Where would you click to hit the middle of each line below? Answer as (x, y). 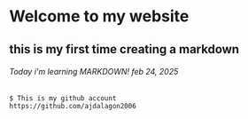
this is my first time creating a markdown (124, 49)
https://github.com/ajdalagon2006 (73, 106)
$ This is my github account (63, 98)
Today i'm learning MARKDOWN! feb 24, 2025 (94, 72)
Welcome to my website (99, 16)
